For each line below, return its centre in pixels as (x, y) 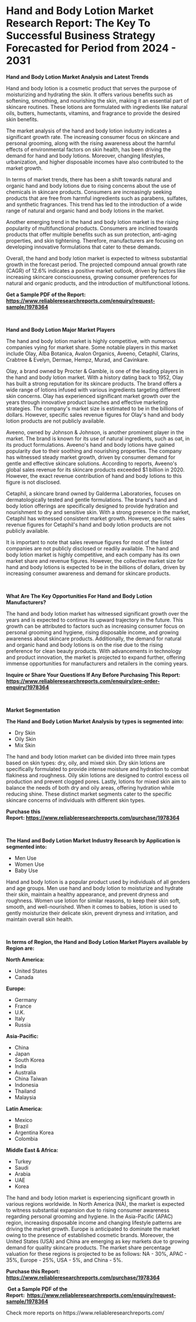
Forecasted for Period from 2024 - (91, 48)
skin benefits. (23, 119)
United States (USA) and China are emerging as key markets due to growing (98, 1241)
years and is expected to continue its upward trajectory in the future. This (94, 620)
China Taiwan (31, 1078)
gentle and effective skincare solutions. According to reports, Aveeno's (92, 463)
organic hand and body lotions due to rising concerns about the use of (91, 185)
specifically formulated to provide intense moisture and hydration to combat (97, 769)
